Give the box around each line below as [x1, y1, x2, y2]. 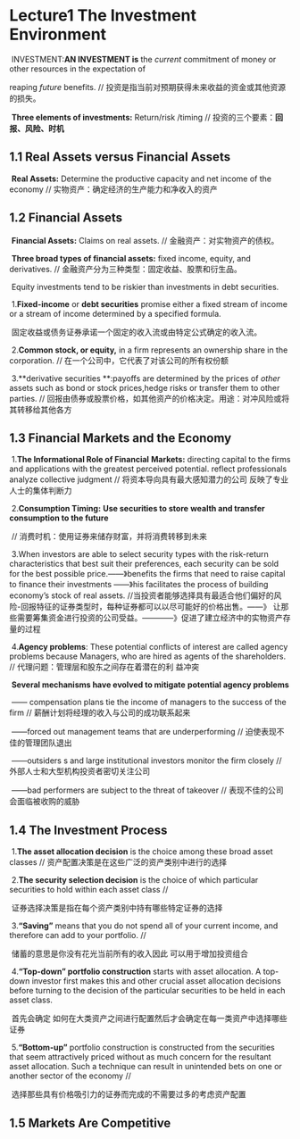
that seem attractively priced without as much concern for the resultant [9, 1052, 271, 1062]
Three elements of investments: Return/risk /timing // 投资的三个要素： [11, 112, 276, 122]
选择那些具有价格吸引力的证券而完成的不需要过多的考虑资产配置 [11, 1089, 246, 1100]
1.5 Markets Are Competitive [9, 1115, 171, 1130]
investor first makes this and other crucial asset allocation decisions [31, 976, 281, 986]
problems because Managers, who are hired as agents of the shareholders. [9, 651, 287, 661]
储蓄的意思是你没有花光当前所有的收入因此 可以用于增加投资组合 [11, 948, 248, 960]
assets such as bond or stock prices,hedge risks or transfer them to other [9, 382, 280, 393]
